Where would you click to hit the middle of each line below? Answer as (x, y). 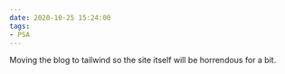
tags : (19, 26)
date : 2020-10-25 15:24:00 (60, 18)
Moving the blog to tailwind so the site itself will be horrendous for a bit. (143, 60)
